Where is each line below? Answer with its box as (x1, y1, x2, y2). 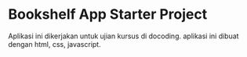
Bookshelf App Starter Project (8, 5, 208, 23)
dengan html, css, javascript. (8, 39, 101, 48)
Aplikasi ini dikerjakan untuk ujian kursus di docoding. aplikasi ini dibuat (8, 31, 239, 41)
